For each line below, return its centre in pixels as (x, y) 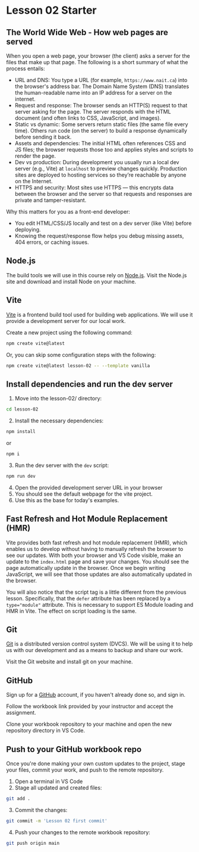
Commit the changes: (41, 810)
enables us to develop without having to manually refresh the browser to (95, 549)
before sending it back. (43, 137)
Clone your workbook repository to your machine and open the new (89, 724)
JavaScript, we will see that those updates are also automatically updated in (99, 574)
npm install (21, 432)
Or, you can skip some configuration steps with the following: (81, 355)
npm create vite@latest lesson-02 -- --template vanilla (78, 366)
